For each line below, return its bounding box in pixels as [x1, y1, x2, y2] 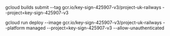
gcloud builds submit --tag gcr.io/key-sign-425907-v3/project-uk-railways [5, 5, 161, 10]
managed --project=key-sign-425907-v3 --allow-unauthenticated [26, 25, 164, 31]
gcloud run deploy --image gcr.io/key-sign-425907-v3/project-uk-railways [5, 20, 162, 25]
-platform [5, 25, 25, 31]
